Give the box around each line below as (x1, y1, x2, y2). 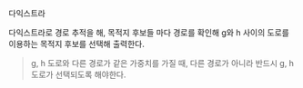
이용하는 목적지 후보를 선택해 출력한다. (8, 39, 145, 49)
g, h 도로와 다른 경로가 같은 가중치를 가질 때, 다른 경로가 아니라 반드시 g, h (30, 58, 295, 68)
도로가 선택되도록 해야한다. (30, 69, 126, 80)
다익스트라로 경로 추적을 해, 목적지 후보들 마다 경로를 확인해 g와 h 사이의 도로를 (8, 27, 290, 38)
